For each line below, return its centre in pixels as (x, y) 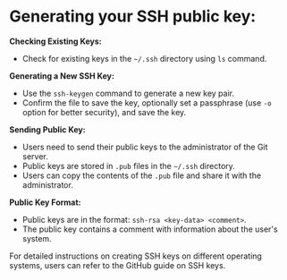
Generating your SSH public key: (133, 17)
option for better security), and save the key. (104, 112)
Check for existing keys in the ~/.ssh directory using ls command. (144, 58)
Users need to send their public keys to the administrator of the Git (145, 147)
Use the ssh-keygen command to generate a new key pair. (128, 93)
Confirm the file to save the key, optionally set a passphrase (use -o (147, 102)
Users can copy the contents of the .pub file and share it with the (142, 175)
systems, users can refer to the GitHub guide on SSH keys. (118, 265)
